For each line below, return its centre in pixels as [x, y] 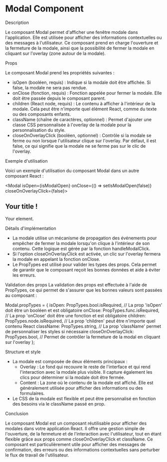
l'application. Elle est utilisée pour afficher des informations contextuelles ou [83, 37]
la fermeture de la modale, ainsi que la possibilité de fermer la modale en [80, 48]
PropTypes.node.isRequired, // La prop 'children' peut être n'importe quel [80, 321]
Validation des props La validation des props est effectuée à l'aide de [76, 284]
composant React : [24, 176]
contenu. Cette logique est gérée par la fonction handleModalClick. [81, 248]
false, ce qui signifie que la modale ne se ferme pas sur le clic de [79, 146]
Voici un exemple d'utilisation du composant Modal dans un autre [72, 171]
